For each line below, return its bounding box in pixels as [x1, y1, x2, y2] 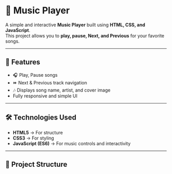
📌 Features [5, 58, 40, 66]
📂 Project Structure [5, 160, 68, 169]
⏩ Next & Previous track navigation [12, 79, 87, 85]
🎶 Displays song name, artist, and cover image [12, 87, 111, 93]
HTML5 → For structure [12, 129, 63, 135]
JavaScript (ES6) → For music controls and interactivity [12, 140, 131, 146]
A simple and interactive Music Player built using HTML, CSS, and [5, 22, 145, 28]
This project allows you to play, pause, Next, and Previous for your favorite [5, 32, 165, 39]
